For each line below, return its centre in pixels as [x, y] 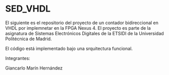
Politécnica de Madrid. [29, 39]
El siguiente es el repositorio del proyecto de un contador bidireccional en [82, 23]
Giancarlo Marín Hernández [34, 68]
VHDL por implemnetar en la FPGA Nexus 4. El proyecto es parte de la [78, 28]
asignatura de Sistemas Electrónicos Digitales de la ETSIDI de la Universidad [84, 33]
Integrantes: [18, 58]
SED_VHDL [28, 9]
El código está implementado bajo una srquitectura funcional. [69, 48]
